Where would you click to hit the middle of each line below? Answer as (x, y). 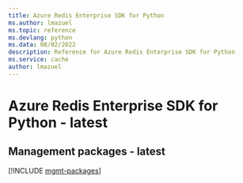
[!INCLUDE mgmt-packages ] (55, 170)
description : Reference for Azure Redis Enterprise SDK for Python (122, 52)
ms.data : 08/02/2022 (42, 45)
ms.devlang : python (40, 37)
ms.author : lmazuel (40, 23)
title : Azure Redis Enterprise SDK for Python (86, 15)
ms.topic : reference (42, 30)
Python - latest (58, 122)
